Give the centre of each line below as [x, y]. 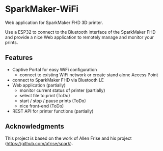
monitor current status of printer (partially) [62, 90]
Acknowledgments [35, 126]
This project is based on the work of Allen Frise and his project [68, 138]
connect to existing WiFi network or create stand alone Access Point [89, 75]
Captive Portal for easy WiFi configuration [54, 69]
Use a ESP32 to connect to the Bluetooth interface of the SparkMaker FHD [81, 32]
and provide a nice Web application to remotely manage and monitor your [79, 37]
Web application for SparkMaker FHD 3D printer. [54, 22]
